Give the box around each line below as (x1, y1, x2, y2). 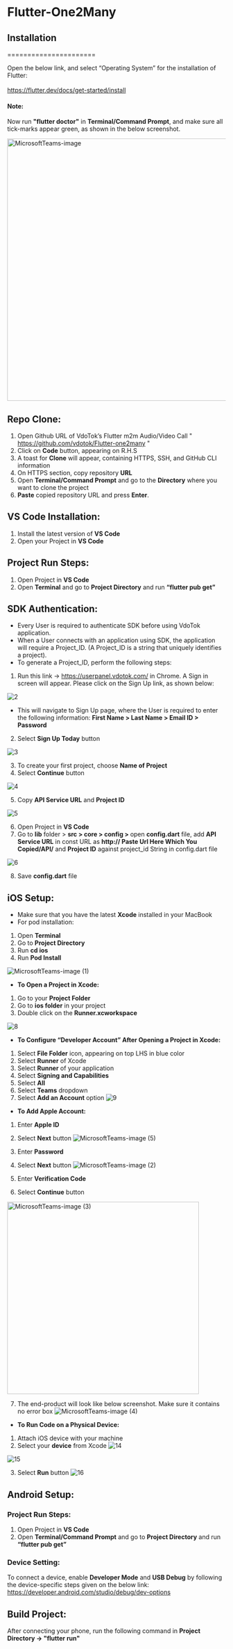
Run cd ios (17, 946, 49, 955)
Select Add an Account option (17, 1094, 105, 1102)
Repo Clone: (7, 413, 61, 425)
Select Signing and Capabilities (17, 1072, 110, 1080)
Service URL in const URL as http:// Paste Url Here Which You (17, 838, 198, 846)
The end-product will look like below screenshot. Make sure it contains (17, 1400, 220, 1408)
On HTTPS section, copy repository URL (17, 469, 133, 477)
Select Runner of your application (17, 1064, 114, 1072)
